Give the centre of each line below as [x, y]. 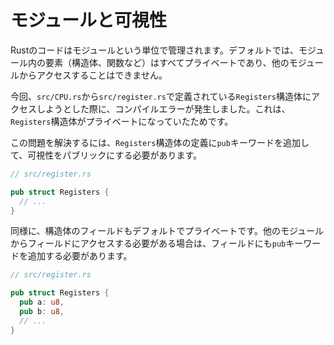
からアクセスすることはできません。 [93, 75]
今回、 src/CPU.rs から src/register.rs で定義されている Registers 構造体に [161, 96]
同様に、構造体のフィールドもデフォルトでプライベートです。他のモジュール [167, 231]
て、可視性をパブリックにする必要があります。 [106, 155]
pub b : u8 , [42, 312]
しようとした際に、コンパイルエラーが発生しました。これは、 [163, 108]
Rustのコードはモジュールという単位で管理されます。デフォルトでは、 [154, 50]
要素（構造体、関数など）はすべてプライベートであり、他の [167, 62]
